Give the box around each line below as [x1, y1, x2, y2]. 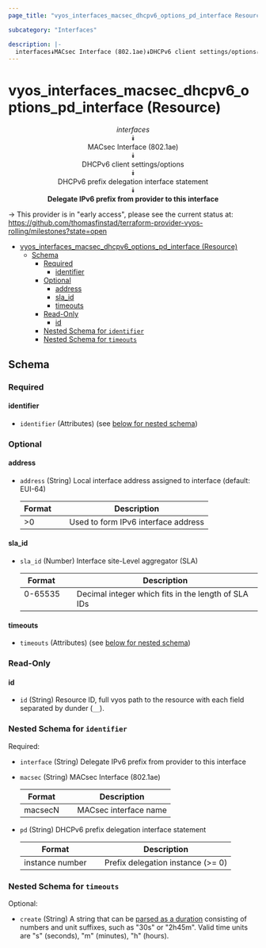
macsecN [23, 804, 59, 816]
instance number [23, 857, 87, 868]
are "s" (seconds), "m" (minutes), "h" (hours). [19, 931, 169, 940]
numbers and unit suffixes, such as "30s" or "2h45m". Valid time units [19, 922, 248, 932]
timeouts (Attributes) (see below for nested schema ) [19, 638, 192, 647]
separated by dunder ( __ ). [19, 704, 104, 713]
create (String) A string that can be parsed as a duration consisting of [19, 914, 247, 923]
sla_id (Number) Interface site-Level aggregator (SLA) [19, 556, 199, 566]
